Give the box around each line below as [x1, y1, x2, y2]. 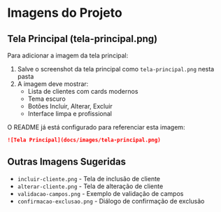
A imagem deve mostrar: [17, 80, 89, 88]
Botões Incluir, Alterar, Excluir [27, 102, 113, 110]
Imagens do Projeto [7, 5, 122, 21]
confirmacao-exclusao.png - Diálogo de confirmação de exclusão [17, 197, 205, 205]
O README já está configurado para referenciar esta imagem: [7, 123, 185, 131]
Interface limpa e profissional [27, 110, 112, 118]
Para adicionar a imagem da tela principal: [7, 51, 129, 59]
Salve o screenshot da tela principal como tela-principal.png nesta [17, 65, 215, 73]
